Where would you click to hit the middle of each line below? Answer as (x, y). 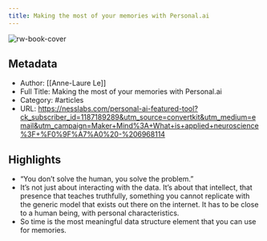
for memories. (43, 231)
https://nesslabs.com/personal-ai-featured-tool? (118, 108)
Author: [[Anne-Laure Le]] (63, 83)
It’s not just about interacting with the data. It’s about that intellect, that (136, 188)
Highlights (35, 159)
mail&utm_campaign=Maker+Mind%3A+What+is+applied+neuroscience (139, 126)
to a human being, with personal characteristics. (99, 213)
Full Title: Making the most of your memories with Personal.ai (121, 92)
